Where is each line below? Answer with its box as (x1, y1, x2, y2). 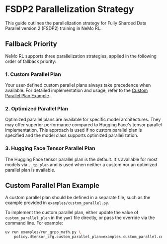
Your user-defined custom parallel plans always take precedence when (5, 82, 151, 88)
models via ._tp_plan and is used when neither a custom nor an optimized (5, 161, 158, 168)
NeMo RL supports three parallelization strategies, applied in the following (5, 53, 157, 59)
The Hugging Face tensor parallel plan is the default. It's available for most (5, 156, 158, 162)
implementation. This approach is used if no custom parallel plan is (5, 127, 142, 133)
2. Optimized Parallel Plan (5, 105, 69, 112)
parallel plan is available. (5, 167, 56, 173)
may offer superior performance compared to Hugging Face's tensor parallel (5, 122, 162, 128)
